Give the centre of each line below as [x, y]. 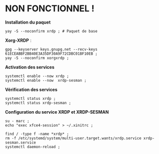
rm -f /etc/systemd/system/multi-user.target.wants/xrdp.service [73, 138]
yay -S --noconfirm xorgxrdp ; [37, 58]
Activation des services [30, 67]
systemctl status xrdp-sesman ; [38, 103]
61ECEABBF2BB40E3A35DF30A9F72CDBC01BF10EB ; [51, 54]
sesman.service [21, 142]
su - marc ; [17, 121]
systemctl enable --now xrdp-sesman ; [46, 80]
